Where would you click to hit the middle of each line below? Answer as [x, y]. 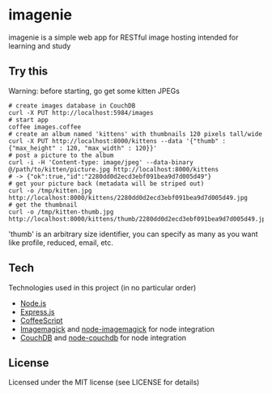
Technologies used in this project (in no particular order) [102, 287]
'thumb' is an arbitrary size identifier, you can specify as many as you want [133, 234]
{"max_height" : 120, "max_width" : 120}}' [83, 148]
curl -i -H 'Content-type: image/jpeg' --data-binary [101, 162]
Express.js [37, 311]
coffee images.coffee [45, 127]
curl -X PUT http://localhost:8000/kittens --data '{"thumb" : [117, 141]
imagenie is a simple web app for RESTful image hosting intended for [123, 37]
